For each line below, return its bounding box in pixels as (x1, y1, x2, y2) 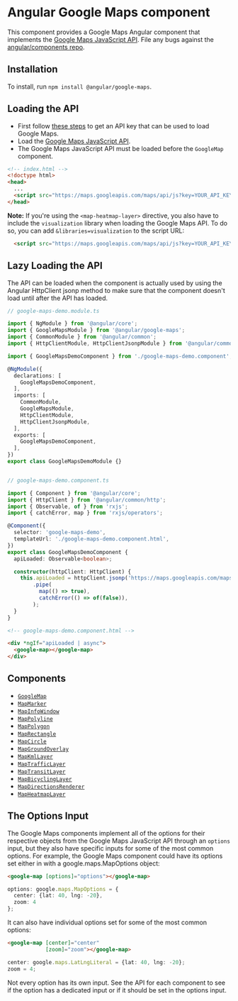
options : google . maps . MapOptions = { (7, 885, 119, 892)
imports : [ (13, 392, 46, 399)
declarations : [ (13, 372, 62, 380)
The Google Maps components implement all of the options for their (7, 829, 205, 837)
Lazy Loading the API (7, 260, 103, 272)
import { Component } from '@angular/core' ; (7, 490, 141, 497)
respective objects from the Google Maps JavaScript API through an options (7, 836, 230, 845)
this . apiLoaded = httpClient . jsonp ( (20, 575, 129, 582)
